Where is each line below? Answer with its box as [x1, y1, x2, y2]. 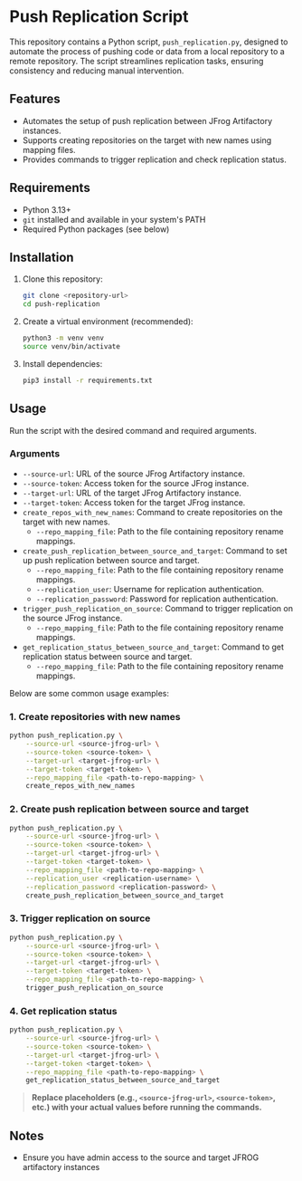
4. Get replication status [9, 1004, 118, 1017]
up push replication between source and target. [22, 554, 201, 565]
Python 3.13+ [22, 204, 72, 215]
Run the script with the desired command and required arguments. [9, 425, 258, 436]
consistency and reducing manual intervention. [9, 65, 184, 76]
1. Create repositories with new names [9, 710, 181, 723]
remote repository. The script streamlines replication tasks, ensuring [9, 55, 264, 66]
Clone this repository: [22, 274, 103, 284]
